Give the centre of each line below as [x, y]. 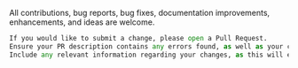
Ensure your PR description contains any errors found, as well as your [146, 46]
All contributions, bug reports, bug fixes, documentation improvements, [140, 13]
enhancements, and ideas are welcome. [82, 22]
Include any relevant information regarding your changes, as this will [146, 55]
